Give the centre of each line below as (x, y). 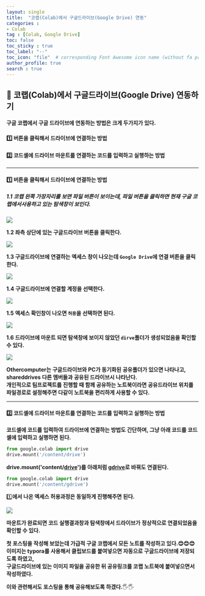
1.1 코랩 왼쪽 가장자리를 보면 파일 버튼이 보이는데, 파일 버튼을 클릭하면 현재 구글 (99, 196)
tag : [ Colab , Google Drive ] (43, 35)
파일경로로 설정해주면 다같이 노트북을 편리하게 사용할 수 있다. (78, 392)
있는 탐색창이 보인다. (66, 204)
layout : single (26, 12)
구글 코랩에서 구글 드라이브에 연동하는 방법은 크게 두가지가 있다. (81, 123)
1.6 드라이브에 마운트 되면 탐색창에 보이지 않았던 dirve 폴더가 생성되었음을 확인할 (101, 337)
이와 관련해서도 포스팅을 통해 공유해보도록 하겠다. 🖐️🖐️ (70, 587)
